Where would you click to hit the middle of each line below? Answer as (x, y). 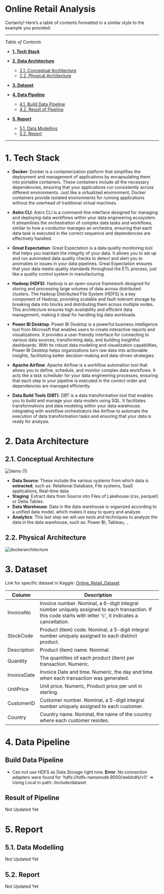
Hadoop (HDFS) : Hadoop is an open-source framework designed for (81, 283)
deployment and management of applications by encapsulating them (81, 177)
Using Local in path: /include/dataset (49, 782)
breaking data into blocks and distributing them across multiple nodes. (83, 304)
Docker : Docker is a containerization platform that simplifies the (76, 171)
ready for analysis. (31, 421)
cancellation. (54, 621)
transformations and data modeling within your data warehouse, (77, 406)
